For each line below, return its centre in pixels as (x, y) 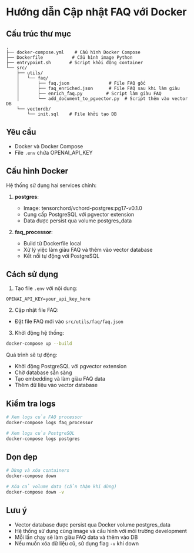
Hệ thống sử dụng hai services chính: (51, 185)
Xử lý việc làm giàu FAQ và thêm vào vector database (88, 249)
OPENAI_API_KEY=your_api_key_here (48, 299)
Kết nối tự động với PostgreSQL (61, 256)
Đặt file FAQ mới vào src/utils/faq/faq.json (69, 322)
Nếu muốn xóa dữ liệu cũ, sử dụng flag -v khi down (77, 543)
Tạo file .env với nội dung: (46, 288)
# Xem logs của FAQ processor (44, 417)
